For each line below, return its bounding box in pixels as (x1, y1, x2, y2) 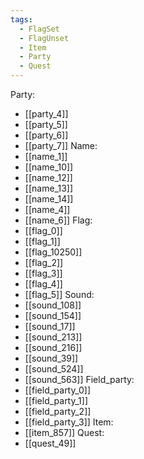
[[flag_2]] (24, 257, 64, 268)
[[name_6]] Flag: (24, 214, 93, 226)
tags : (10, 14, 33, 25)
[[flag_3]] (24, 267, 63, 279)
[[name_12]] (24, 172, 73, 183)
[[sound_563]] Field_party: (24, 374, 135, 385)
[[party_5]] (24, 119, 68, 130)
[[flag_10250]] (24, 246, 83, 258)
